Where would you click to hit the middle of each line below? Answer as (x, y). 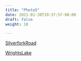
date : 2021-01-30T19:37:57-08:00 (41, 15)
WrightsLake (19, 53)
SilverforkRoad (21, 43)
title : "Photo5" (22, 10)
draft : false (19, 19)
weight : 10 (17, 24)
